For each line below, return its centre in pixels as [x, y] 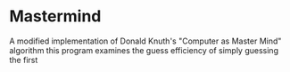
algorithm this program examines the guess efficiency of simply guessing [144, 50]
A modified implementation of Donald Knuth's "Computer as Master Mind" [145, 41]
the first [24, 60]
